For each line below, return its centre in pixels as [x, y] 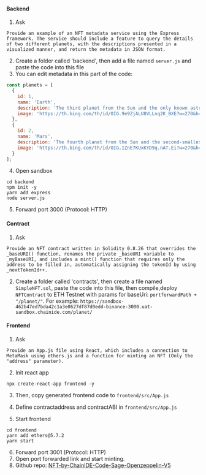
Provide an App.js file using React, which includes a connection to [97, 350]
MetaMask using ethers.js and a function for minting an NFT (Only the [100, 355]
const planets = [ [30, 85]
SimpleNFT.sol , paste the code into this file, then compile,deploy [96, 287]
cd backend [20, 182]
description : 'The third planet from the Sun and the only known [103, 108]
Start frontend [33, 419]
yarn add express [29, 193]
